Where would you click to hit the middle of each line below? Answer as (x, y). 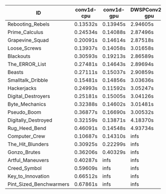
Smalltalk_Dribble (28, 80)
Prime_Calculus (25, 32)
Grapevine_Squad (28, 40)
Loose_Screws (25, 48)
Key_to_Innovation (29, 176)
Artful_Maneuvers (28, 160)
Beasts (16, 72)
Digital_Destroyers (29, 96)
